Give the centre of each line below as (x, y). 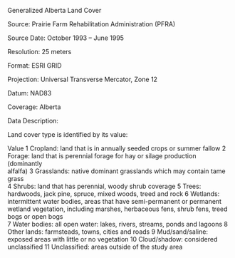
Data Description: (33, 121)
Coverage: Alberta (34, 107)
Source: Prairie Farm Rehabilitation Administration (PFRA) (92, 24)
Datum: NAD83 (30, 93)
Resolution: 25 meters (40, 52)
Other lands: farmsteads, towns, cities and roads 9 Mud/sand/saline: (108, 232)
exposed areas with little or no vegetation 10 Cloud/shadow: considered (113, 239)
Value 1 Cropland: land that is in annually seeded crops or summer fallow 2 (117, 148)
